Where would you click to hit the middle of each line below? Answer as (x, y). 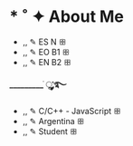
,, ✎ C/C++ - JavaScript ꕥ (71, 111)
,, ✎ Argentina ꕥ (53, 121)
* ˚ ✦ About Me (67, 17)
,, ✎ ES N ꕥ (44, 42)
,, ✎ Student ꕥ (50, 131)
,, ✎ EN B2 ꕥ (47, 62)
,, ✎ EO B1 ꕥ (46, 52)
